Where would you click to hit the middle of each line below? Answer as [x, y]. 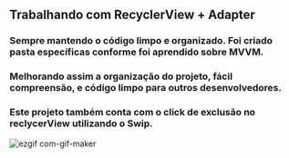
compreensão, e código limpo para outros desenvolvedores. [146, 88]
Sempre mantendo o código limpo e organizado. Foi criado [141, 41]
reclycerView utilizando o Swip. [81, 123]
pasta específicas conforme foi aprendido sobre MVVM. [137, 52]
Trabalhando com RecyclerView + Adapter [132, 15]
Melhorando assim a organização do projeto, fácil [121, 76]
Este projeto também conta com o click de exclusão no [133, 113]
